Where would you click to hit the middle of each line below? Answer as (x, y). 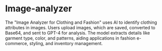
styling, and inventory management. (66, 43)
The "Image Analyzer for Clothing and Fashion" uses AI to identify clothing (81, 22)
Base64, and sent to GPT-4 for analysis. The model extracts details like (78, 33)
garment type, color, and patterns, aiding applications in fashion (70, 38)
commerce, (17, 43)
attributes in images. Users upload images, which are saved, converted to (80, 27)
